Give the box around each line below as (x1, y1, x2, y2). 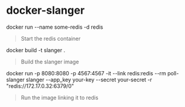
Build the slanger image (20, 58, 79, 65)
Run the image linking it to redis (20, 94, 98, 101)
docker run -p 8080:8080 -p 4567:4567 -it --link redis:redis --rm (6, 69, 166, 77)
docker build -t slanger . (6, 46, 66, 54)
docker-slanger (6, 4, 85, 17)
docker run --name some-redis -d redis (6, 23, 103, 30)
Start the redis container (20, 35, 81, 42)
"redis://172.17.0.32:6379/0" (6, 82, 75, 90)
